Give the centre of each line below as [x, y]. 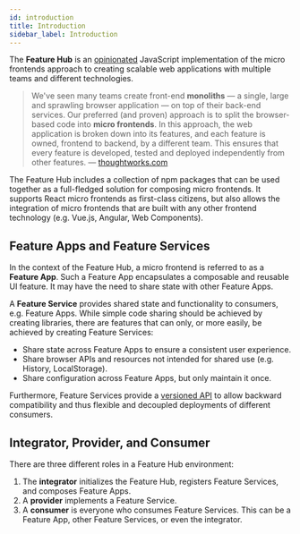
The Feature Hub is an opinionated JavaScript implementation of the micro [147, 60]
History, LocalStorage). [64, 369]
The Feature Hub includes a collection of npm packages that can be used [145, 180]
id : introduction [42, 17]
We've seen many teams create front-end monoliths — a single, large [160, 96]
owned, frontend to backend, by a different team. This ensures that [155, 143]
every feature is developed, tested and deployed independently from [158, 153]
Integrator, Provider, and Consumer [110, 442]
